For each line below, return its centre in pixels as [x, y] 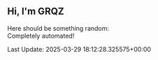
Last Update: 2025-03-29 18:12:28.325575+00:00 [79, 49]
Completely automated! [41, 36]
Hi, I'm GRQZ [36, 12]
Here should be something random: [58, 28]
